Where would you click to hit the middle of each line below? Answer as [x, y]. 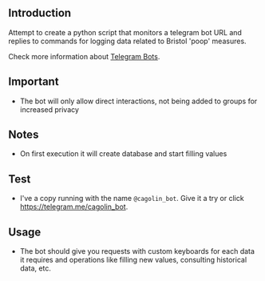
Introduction [40, 13]
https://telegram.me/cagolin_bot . [74, 207]
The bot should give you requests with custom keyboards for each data [137, 251]
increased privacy [49, 109]
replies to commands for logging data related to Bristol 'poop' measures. [127, 41]
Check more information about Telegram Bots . [84, 56]
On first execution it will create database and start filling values [123, 154]
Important [34, 82]
